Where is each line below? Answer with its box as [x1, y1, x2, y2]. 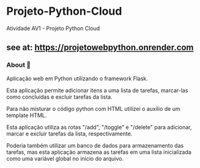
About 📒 [6, 61, 31, 69]
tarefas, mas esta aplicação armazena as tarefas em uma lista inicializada [6, 148, 191, 156]
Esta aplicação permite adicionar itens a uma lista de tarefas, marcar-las [6, 86, 188, 94]
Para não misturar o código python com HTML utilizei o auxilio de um [6, 105, 180, 112]
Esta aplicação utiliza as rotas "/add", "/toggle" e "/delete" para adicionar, [6, 123, 192, 131]
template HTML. [6, 112, 47, 119]
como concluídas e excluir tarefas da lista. [6, 93, 113, 101]
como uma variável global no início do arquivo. [6, 155, 124, 162]
